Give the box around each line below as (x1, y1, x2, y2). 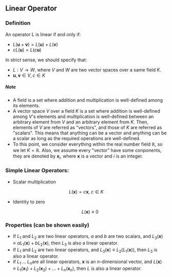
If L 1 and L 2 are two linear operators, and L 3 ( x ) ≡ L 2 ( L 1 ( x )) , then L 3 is (12, 247, 158, 254)
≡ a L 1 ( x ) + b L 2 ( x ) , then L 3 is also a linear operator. (12, 239, 119, 247)
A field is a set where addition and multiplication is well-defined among (12, 97, 163, 103)
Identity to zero (12, 198, 45, 205)
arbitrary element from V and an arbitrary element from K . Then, (12, 118, 149, 125)
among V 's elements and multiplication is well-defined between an (12, 113, 154, 119)
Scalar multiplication (12, 179, 56, 185)
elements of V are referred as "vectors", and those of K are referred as (12, 124, 162, 130)
